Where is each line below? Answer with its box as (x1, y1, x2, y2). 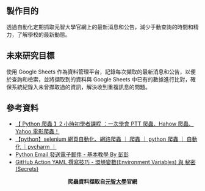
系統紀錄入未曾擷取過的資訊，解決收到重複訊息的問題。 (11, 83, 151, 91)
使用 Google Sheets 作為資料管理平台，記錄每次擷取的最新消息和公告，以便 (6, 68, 196, 75)
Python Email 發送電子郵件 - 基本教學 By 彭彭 (15, 151, 129, 158)
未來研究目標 (6, 51, 55, 61)
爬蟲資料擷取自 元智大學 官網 (68, 178, 137, 185)
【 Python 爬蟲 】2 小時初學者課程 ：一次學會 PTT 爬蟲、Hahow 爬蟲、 (15, 120, 194, 127)
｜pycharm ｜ (22, 143, 57, 151)
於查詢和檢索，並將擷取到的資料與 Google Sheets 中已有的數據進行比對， (6, 75, 191, 83)
